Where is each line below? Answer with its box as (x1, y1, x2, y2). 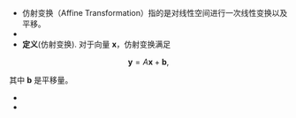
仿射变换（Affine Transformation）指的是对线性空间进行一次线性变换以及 (21, 8, 288, 18)
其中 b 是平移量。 (9, 75, 73, 85)
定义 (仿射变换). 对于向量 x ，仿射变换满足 (21, 39, 171, 49)
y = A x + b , (127, 56, 170, 67)
